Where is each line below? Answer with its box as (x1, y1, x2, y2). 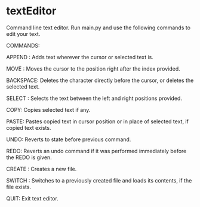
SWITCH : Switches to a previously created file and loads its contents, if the (6, 176, 192, 184)
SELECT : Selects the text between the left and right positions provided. (6, 95, 182, 102)
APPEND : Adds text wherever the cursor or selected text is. (6, 53, 154, 60)
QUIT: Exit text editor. (6, 194, 59, 202)
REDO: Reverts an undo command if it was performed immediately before (6, 147, 187, 154)
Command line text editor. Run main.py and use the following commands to (6, 24, 191, 31)
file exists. (6, 183, 32, 190)
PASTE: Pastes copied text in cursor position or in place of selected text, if (6, 118, 189, 125)
